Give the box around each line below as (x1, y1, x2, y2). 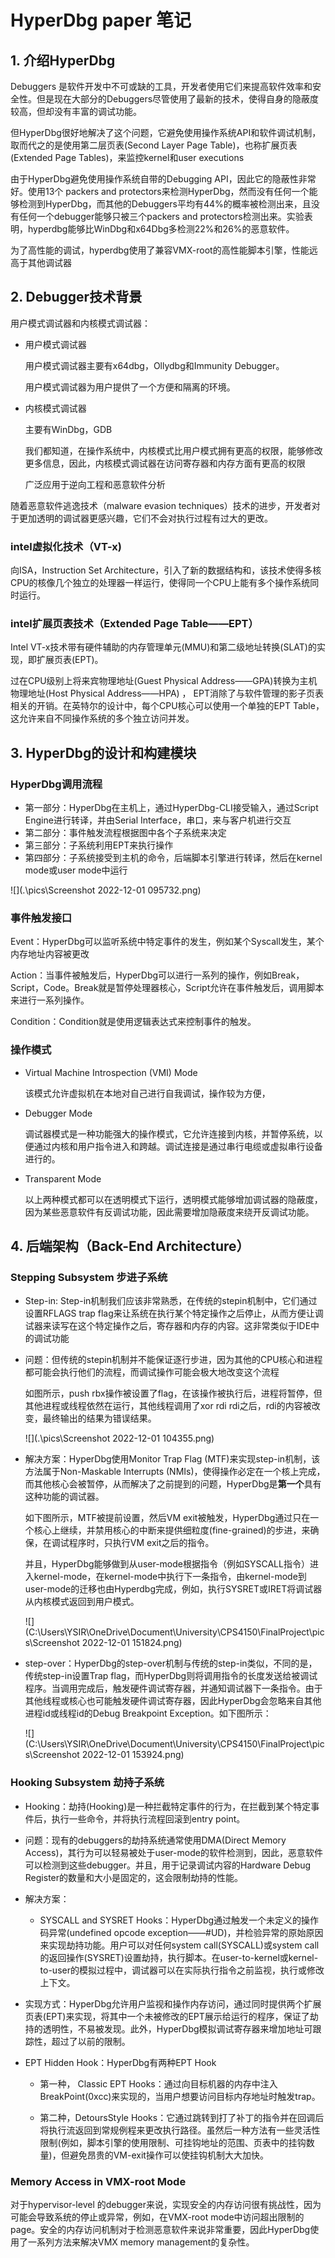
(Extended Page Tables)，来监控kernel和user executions (10, 152, 245, 163)
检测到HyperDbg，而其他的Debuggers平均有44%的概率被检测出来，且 (18, 198, 312, 210)
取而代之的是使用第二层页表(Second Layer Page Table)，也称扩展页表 (10, 139, 298, 151)
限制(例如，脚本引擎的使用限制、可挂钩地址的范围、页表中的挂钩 (39, 2136, 307, 2148)
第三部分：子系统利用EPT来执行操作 (24, 839, 174, 851)
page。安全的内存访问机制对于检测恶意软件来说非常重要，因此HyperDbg (10, 2223, 311, 2235)
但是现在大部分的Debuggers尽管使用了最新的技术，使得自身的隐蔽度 (36, 93, 320, 105)
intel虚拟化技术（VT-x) (10, 539, 123, 553)
